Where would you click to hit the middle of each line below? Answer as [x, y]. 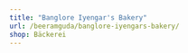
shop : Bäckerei [38, 34]
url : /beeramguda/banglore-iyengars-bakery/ [94, 26]
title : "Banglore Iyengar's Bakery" [78, 18]
